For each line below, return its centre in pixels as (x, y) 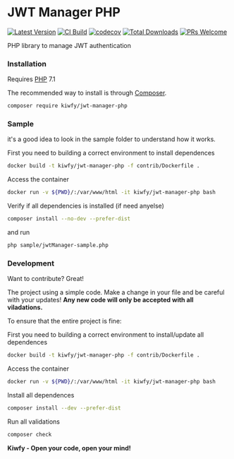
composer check (30, 434)
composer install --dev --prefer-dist (64, 408)
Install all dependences (41, 395)
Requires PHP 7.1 (31, 79)
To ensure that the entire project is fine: (64, 321)
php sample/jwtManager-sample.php (58, 245)
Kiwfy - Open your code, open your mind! (69, 448)
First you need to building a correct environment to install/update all (106, 335)
